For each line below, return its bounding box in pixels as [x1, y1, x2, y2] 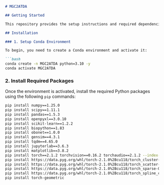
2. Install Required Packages [5, 77, 74, 84]
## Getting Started [5, 13, 45, 18]
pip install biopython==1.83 [5, 126, 64, 130]
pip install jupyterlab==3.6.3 [5, 144, 69, 149]
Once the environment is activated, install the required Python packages [5, 89, 150, 94]
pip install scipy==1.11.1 [5, 108, 60, 112]
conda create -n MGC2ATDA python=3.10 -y [5, 61, 91, 66]
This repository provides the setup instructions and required [5, 21, 137, 26]
